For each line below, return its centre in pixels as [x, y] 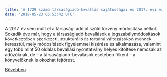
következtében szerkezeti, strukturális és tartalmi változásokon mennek [78, 39]
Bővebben [16, 69]
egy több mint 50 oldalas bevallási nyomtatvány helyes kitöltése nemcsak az [83, 49]
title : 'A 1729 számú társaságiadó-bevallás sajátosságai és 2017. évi [81, 10]
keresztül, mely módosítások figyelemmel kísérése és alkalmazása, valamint [83, 44]
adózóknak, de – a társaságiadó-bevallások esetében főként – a [70, 54]
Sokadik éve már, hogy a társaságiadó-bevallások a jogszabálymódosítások [83, 34]
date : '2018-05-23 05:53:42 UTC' [40, 14]
